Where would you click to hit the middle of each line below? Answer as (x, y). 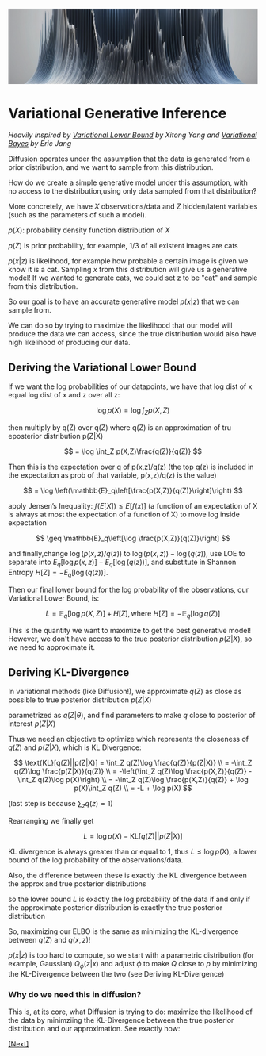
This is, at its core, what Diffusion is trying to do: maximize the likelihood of (131, 1012)
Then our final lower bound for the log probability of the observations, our (129, 589)
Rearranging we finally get (51, 821)
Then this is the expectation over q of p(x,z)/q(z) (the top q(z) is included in (131, 467)
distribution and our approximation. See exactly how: (94, 1029)
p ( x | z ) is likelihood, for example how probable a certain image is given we (128, 261)
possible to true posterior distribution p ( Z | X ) (80, 700)
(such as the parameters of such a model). (78, 215)
